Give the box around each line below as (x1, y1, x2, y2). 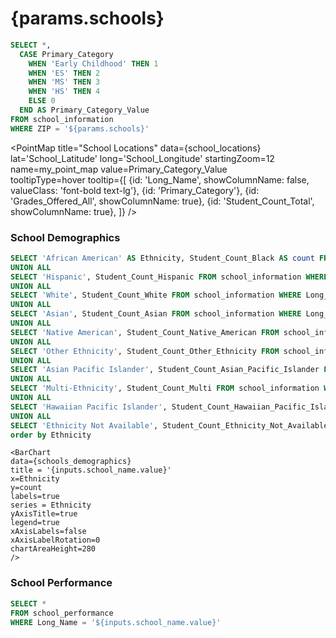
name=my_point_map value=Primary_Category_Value (10, 163, 228, 175)
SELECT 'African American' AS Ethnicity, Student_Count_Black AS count (10, 253, 315, 263)
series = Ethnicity (10, 500, 92, 511)
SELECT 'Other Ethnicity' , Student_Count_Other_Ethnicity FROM (10, 346, 280, 356)
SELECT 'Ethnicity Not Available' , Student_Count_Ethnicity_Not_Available (10, 420, 329, 431)
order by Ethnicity (10, 430, 92, 440)
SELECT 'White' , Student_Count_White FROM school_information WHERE (10, 290, 302, 301)
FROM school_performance (10, 608, 114, 618)
